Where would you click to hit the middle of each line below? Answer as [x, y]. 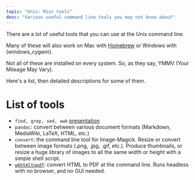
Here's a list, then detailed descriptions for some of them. [76, 81]
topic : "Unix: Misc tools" [39, 12]
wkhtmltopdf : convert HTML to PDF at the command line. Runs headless [102, 165]
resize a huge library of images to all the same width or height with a [97, 152]
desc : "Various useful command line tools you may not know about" [91, 17]
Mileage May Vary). [30, 69]
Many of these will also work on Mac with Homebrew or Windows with [91, 45]
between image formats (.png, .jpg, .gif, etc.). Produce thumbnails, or [98, 146]
